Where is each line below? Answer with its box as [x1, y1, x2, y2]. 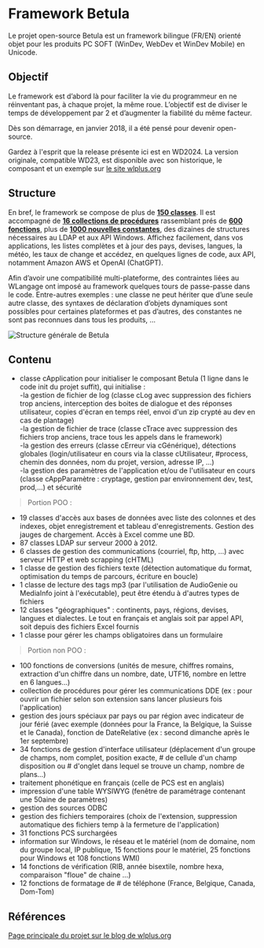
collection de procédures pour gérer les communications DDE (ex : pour [19, 686, 253, 696]
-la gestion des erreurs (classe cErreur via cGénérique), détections [19, 441, 236, 450]
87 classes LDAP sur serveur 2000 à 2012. [19, 538, 158, 548]
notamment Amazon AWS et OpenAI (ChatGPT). [8, 258, 163, 267]
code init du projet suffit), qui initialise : [19, 382, 146, 392]
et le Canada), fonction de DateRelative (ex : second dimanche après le [19, 728, 250, 738]
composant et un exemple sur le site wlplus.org [8, 163, 161, 173]
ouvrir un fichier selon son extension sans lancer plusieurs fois [19, 694, 222, 704]
